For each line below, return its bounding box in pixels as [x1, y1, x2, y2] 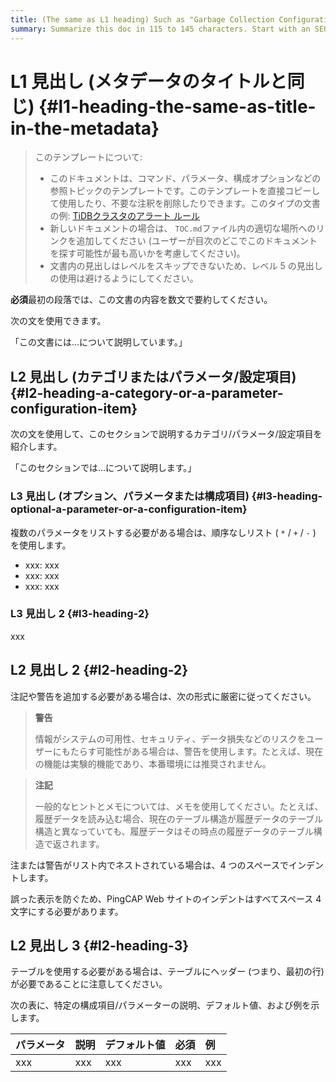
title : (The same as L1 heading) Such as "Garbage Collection [10, 14, 275, 25]
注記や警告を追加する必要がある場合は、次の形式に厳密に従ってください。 [10, 690, 317, 702]
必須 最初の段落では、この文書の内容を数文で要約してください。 [10, 294, 273, 306]
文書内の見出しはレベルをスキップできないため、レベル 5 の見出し [49, 260, 323, 272]
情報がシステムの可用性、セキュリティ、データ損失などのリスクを [34, 732, 307, 745]
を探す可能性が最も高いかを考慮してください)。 [49, 247, 246, 260]
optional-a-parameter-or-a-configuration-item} [10, 502, 248, 516]
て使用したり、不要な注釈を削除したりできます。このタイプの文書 [49, 197, 321, 210]
